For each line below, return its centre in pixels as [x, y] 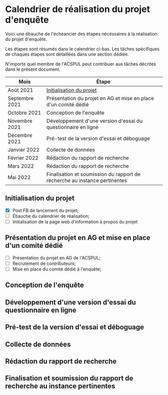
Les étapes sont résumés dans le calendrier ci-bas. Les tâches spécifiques [82, 49]
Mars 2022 [21, 166]
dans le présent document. [33, 69]
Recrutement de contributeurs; [44, 263]
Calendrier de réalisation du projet [77, 9]
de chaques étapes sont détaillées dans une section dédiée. [67, 54]
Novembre [20, 120]
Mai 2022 [19, 177]
